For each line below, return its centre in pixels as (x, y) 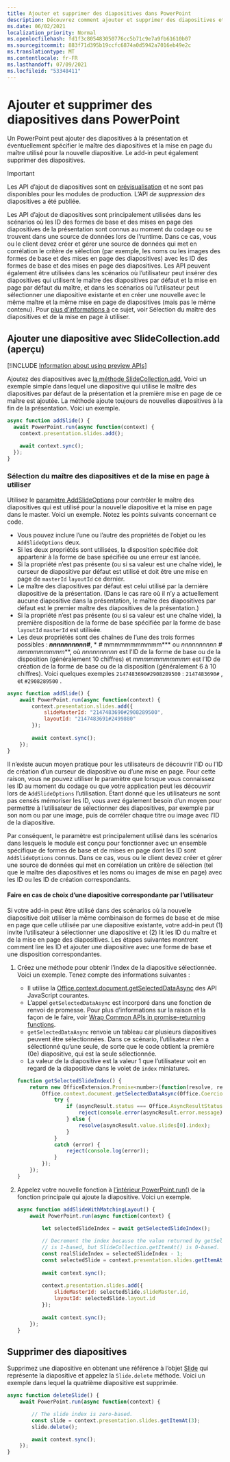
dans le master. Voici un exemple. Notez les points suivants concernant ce (112, 514)
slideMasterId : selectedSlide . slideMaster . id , (122, 1292)
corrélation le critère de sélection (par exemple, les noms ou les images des (114, 251)
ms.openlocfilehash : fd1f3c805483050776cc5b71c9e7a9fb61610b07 (99, 39)
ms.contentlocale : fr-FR (42, 58)
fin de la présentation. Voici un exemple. (64, 408)
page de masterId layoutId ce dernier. (71, 579)
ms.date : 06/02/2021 (37, 26)
